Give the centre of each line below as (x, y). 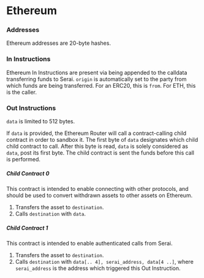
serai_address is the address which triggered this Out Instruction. (98, 268)
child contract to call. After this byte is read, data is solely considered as (97, 146)
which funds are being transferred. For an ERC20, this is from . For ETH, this (101, 85)
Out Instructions (31, 108)
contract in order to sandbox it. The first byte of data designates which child (102, 140)
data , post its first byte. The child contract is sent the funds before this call (100, 153)
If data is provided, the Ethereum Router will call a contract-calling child (96, 133)
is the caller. (22, 92)
